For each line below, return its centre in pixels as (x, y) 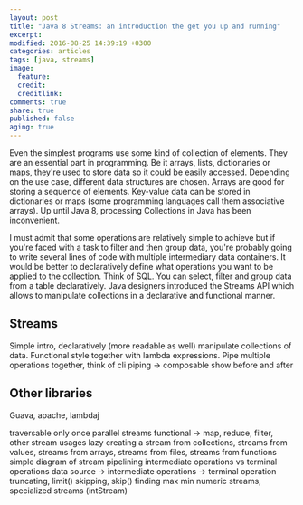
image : (22, 69)
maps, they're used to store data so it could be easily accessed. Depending (150, 172)
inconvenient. (35, 220)
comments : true (38, 102)
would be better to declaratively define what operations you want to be (142, 267)
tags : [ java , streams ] (52, 60)
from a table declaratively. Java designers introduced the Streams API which (152, 286)
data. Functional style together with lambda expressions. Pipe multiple (140, 355)
